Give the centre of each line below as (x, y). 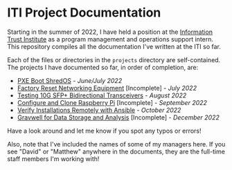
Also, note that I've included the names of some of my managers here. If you (116, 144)
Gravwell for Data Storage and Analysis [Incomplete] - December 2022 (118, 117)
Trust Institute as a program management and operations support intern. (110, 39)
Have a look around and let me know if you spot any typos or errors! (104, 131)
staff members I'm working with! (53, 159)
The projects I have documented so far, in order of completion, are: (103, 67)
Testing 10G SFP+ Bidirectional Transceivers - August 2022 (102, 95)
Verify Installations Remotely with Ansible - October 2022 (99, 110)
